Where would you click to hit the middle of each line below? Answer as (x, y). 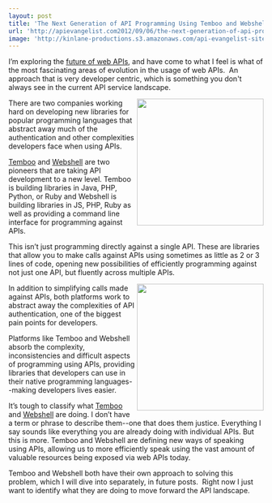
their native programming (51, 381)
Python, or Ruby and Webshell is (63, 196)
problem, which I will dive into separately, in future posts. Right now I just (131, 482)
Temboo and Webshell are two (59, 162)
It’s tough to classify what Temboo (66, 406)
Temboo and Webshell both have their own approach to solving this (121, 473)
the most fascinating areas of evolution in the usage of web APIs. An (123, 71)
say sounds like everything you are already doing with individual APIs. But (132, 432)
